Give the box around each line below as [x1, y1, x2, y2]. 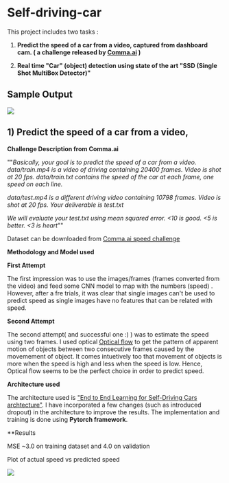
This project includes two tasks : [7, 27, 99, 36]
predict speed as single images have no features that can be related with [7, 296, 213, 304]
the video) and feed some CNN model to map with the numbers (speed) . [7, 282, 213, 290]
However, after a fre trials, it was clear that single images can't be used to [7, 289, 215, 297]
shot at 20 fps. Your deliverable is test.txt [7, 201, 124, 209]
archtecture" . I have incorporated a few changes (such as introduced [7, 401, 202, 409]
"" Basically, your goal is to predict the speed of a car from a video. [7, 158, 197, 166]
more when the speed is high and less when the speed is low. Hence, [7, 359, 203, 368]
